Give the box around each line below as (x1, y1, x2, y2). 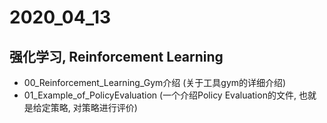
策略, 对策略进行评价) (50, 102, 138, 113)
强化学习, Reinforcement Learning (9, 48, 224, 65)
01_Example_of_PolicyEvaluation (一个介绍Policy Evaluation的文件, (23, 89, 297, 101)
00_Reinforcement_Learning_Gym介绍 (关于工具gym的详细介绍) (23, 77, 287, 88)
